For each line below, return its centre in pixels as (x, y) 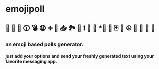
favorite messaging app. (32, 61)
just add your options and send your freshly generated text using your (80, 56)
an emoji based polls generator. (45, 44)
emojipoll (25, 9)
